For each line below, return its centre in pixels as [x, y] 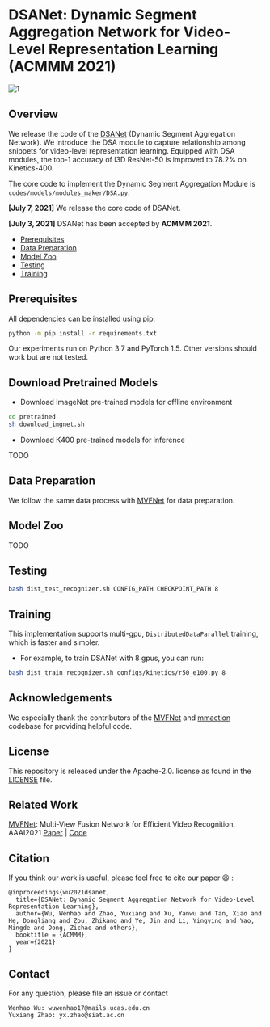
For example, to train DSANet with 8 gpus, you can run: [112, 658]
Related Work [43, 805]
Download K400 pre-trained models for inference [103, 440]
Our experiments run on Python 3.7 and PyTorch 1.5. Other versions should [133, 348]
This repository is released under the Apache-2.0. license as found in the [130, 771]
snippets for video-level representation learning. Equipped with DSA [122, 150]
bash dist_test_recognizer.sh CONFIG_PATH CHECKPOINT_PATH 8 [114, 589]
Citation [29, 858]
